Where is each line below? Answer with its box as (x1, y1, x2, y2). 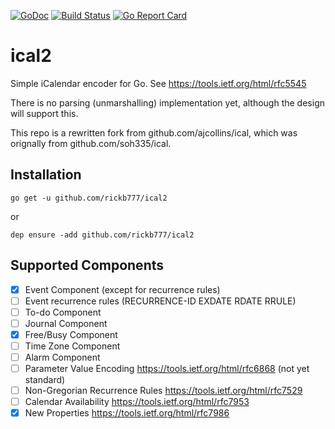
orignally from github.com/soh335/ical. (10, 137, 172, 149)
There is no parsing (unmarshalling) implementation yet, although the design (10, 96, 325, 109)
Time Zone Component (24, 340, 121, 352)
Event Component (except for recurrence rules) (24, 283, 221, 295)
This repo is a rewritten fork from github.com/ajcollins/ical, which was (10, 126, 298, 139)
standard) (24, 374, 66, 386)
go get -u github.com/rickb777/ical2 (10, 193, 168, 203)
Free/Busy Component (24, 328, 118, 340)
